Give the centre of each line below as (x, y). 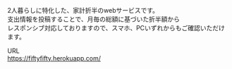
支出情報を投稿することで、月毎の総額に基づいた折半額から (94, 19)
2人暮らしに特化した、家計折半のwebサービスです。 (83, 10)
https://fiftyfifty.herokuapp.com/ (54, 58)
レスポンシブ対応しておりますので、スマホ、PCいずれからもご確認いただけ (116, 28)
